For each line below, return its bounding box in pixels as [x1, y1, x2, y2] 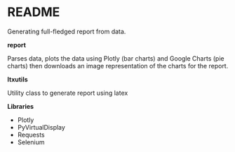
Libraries [7, 102, 34, 110]
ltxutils [7, 75, 28, 84]
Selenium [17, 137, 45, 146]
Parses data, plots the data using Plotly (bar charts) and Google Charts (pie [7, 54, 224, 63]
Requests [17, 130, 45, 139]
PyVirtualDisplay [17, 123, 65, 131]
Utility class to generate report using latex [7, 89, 128, 97]
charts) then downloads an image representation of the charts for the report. [7, 61, 229, 70]
